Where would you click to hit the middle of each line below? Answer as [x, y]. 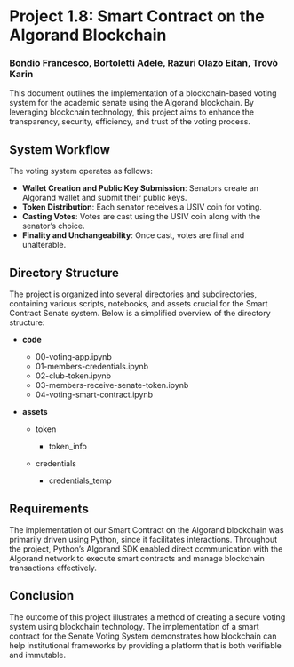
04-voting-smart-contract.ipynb [94, 395]
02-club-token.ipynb [73, 376]
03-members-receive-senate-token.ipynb [112, 385]
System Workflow [60, 150]
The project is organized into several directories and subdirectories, [133, 294]
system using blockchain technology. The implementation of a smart [134, 626]
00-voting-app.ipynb [74, 357]
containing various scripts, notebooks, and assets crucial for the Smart [139, 304]
